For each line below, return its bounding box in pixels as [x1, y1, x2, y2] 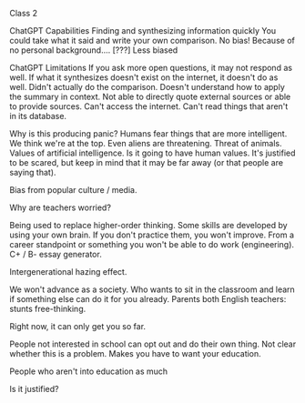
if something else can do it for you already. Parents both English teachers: [9, 294, 287, 304]
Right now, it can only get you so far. [9, 321, 147, 331]
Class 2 [9, 8, 38, 18]
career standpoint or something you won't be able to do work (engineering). [9, 239, 294, 249]
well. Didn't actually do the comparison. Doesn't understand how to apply [9, 82, 285, 92]
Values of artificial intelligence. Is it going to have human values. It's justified [9, 147, 296, 158]
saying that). [9, 167, 56, 177]
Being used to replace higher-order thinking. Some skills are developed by [9, 220, 289, 230]
